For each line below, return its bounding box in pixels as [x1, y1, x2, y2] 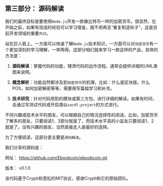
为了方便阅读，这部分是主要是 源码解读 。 [5, 134, 83, 140]
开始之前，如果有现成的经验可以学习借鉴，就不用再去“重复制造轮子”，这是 [5, 24, 154, 30]
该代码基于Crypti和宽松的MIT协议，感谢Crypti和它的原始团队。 [5, 175, 131, 181]
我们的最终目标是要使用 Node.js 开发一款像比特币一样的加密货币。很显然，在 [5, 18, 157, 24]
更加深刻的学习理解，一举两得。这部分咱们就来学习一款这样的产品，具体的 [9, 46, 158, 52]
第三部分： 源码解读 [5, 4, 64, 13]
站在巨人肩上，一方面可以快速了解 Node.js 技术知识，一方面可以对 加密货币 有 [5, 41, 154, 46]
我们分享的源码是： [5, 144, 44, 150]
